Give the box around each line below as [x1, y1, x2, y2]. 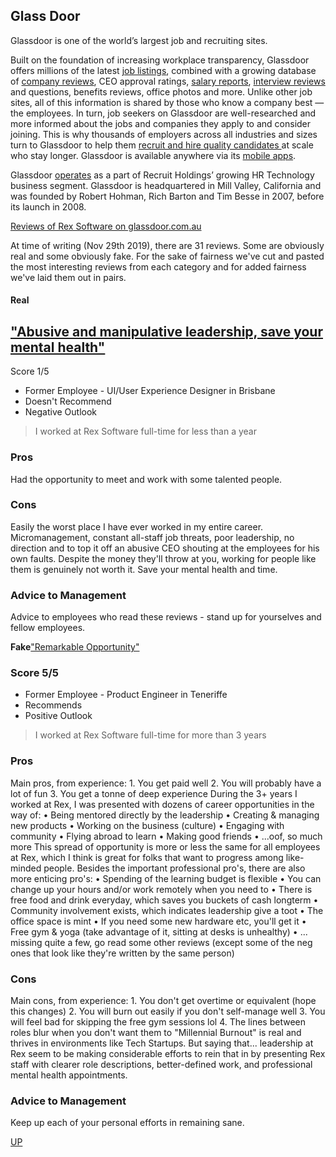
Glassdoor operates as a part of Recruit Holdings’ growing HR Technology [10, 169, 315, 181]
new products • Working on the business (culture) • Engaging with [10, 819, 285, 831]
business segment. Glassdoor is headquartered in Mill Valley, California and [10, 179, 322, 191]
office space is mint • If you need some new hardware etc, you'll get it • [10, 915, 307, 927]
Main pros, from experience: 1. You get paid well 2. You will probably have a [10, 777, 322, 789]
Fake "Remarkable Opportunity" [10, 641, 140, 653]
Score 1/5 [10, 365, 50, 378]
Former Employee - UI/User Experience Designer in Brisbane [24, 385, 276, 397]
